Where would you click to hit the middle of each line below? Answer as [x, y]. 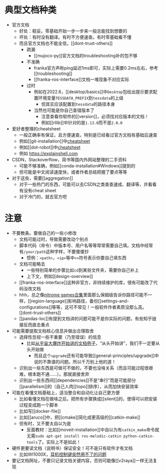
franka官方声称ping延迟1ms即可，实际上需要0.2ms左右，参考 [96, 68]
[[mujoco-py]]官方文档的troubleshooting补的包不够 [85, 55]
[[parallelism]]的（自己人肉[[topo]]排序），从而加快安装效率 [79, 386]
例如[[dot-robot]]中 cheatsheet [50, 147]
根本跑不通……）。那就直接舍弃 [59, 374]
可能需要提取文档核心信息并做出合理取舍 [53, 331]
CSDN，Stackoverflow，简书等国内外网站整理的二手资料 [69, 159]
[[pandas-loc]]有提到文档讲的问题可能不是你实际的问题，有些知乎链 [88, 318]
